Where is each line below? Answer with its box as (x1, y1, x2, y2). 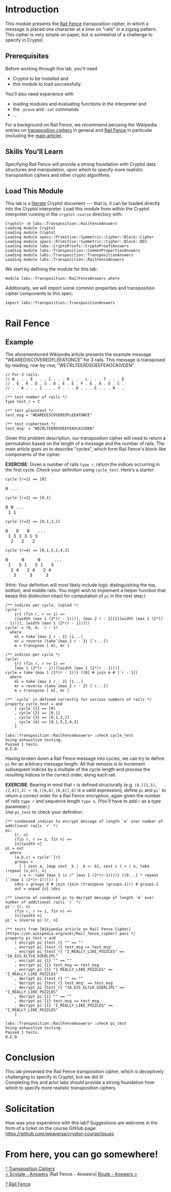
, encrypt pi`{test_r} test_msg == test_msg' (14, 945, 113, 950)
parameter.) (5, 804, 30, 810)
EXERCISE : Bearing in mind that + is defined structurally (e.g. (5, 781, 134, 788)
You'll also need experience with (5, 91, 74, 97)
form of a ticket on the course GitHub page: (5, 1125, 97, 1131)
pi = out (5, 846, 24, 851)
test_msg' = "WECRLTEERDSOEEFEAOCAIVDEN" (5, 426, 95, 432)
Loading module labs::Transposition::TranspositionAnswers (5, 252, 134, 258)
